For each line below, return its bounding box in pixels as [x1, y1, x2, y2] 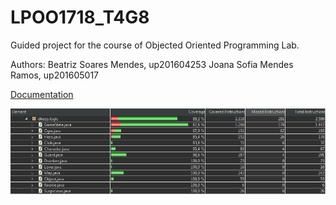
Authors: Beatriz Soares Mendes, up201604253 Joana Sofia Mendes [10, 58, 294, 70]
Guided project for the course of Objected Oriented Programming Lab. [10, 39, 300, 51]
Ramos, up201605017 [10, 69, 100, 81]
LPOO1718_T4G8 [10, 6, 150, 29]
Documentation [10, 88, 74, 100]
